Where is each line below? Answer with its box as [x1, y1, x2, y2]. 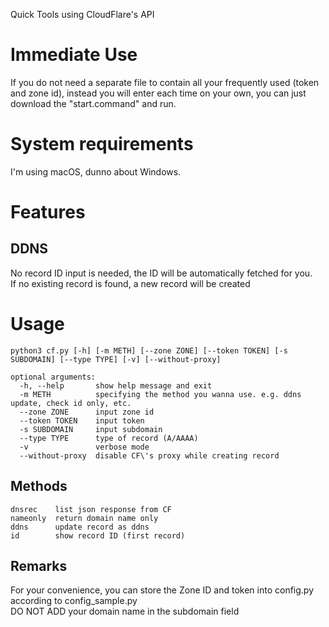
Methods [10, 478, 68, 495]
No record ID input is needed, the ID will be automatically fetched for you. [10, 267, 313, 279]
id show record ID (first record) [10, 530, 186, 541]
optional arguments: [10, 372, 97, 382]
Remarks [10, 558, 68, 575]
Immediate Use [10, 44, 138, 66]
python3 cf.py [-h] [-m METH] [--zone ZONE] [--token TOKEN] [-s [10, 345, 288, 356]
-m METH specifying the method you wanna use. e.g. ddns [19, 389, 302, 399]
